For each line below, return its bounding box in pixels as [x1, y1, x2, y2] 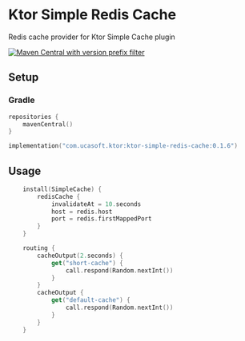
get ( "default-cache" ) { [50, 296, 131, 304]
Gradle [8, 94, 35, 105]
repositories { [8, 113, 59, 121]
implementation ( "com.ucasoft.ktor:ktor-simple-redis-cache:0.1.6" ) [8, 142, 239, 150]
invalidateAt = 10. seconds [50, 200, 142, 208]
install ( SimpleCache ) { [22, 185, 102, 193]
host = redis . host [50, 208, 113, 216]
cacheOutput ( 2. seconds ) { [37, 252, 124, 260]
